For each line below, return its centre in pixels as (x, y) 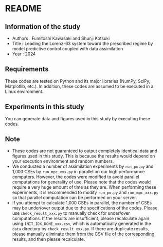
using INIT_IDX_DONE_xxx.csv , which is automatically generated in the (81, 224)
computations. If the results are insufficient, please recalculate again (81, 219)
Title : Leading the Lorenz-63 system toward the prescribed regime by (82, 44)
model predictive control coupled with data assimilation (67, 49)
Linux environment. (24, 91)
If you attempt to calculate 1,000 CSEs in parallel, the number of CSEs (82, 203)
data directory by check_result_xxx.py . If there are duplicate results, (81, 229)
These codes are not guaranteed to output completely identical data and (85, 151)
